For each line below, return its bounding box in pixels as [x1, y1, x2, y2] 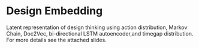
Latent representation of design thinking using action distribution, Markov [6, 24, 188, 31]
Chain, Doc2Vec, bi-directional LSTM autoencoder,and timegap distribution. [6, 30, 194, 37]
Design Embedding [6, 4, 103, 18]
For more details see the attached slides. [6, 36, 107, 43]
